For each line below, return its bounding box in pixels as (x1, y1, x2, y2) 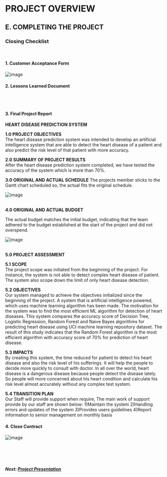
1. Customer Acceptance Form (5, 60, 69, 66)
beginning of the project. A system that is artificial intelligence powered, (5, 297, 153, 304)
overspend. (5, 227, 29, 233)
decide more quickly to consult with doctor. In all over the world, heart (5, 365, 149, 371)
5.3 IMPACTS (5, 350, 33, 356)
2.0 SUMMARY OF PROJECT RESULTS (5, 157, 86, 163)
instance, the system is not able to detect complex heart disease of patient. (5, 272, 160, 278)
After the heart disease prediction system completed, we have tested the (5, 162, 155, 168)
